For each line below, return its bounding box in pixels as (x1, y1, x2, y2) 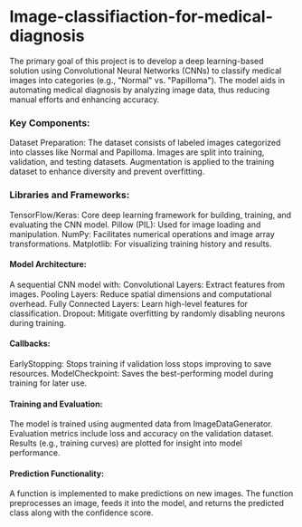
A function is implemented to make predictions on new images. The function (9, 488, 294, 499)
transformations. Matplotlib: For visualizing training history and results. (9, 238, 273, 249)
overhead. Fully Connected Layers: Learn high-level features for (9, 298, 249, 309)
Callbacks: (9, 338, 52, 350)
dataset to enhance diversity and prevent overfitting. (9, 166, 205, 177)
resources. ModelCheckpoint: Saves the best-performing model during (9, 368, 274, 378)
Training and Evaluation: (9, 398, 103, 409)
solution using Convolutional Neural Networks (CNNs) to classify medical (9, 65, 282, 76)
